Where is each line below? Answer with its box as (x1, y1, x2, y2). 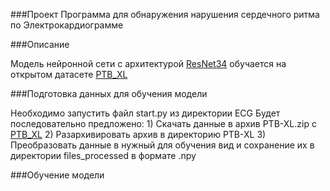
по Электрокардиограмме (10, 19, 124, 31)
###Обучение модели (10, 169, 105, 181)
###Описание (10, 39, 70, 50)
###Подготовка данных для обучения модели (10, 88, 208, 99)
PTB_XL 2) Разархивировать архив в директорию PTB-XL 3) (10, 129, 267, 140)
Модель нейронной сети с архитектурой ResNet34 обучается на (10, 58, 287, 69)
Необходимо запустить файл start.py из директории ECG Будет (10, 107, 281, 119)
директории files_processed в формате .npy (10, 150, 197, 161)
